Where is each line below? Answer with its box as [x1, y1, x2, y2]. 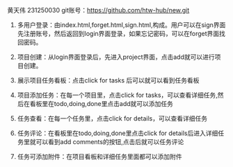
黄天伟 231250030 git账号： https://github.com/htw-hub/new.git [7, 6, 190, 14]
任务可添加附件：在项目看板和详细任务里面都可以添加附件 [17, 152, 182, 161]
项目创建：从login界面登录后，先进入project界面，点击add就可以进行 [17, 53, 215, 61]
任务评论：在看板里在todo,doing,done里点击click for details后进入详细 [17, 129, 218, 137]
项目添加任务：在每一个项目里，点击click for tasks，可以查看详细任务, [17, 91, 218, 99]
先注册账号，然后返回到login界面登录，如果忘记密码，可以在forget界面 [17, 30, 220, 37]
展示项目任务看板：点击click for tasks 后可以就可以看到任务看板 [17, 76, 200, 85]
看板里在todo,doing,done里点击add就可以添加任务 [29, 100, 174, 107]
